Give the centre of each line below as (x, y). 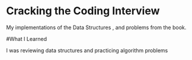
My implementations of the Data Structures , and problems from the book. (96, 27)
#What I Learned (27, 39)
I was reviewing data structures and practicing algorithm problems (87, 50)
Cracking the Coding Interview (83, 11)
